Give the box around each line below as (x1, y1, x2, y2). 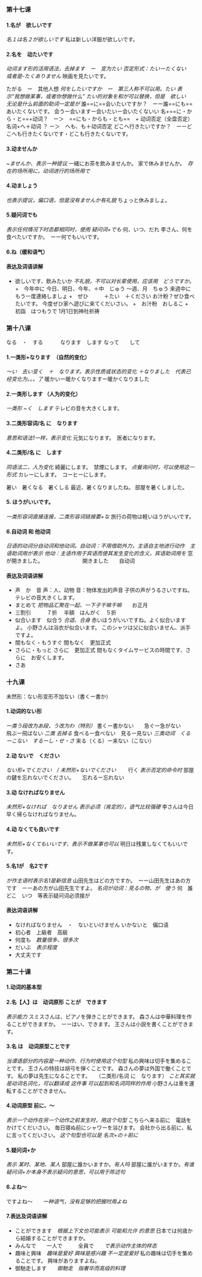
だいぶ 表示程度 (14, 944, 58, 951)
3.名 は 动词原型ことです (6, 1042, 71, 1050)
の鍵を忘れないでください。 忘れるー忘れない (6, 774, 125, 781)
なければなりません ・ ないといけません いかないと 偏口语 (14, 921, 169, 928)
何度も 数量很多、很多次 (14, 936, 79, 943)
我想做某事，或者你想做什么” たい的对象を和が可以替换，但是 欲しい (14, 93, 186, 100)
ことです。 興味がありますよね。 (20, 1257, 100, 1264)
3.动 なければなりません (6, 789, 65, 796)
